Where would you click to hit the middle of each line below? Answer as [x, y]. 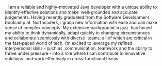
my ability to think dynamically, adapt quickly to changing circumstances [78, 33]
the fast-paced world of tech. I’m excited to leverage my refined [69, 43]
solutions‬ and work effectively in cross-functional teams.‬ [62, 58]
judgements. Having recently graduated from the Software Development [77, 17]
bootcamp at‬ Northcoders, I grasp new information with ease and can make [81, 22]
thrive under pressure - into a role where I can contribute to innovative [75, 53]
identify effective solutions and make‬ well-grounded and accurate [72, 12]
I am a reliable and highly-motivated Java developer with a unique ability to [82, 7]
